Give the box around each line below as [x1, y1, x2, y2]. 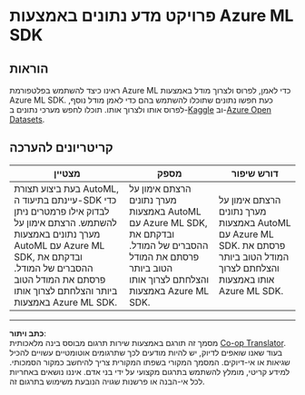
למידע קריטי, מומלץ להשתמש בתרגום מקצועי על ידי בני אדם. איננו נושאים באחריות [9, 366, 290, 377]
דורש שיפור [231, 167, 279, 180]
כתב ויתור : [9, 328, 47, 339]
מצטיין [54, 167, 81, 180]
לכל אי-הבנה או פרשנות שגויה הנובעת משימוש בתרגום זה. [9, 376, 206, 387]
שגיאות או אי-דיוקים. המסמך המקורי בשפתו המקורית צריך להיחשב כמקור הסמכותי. [9, 356, 290, 368]
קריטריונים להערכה [9, 140, 113, 155]
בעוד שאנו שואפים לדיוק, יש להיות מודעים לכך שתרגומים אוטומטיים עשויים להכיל [9, 347, 283, 358]
